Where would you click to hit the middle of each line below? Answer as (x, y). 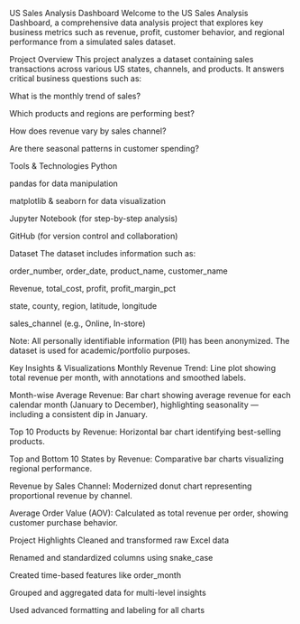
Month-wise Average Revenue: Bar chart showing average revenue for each (150, 395)
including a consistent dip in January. (79, 414)
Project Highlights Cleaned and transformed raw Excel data (119, 540)
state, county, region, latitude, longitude (83, 306)
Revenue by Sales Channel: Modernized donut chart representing (131, 486)
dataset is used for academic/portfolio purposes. (100, 350)
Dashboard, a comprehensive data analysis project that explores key (136, 23)
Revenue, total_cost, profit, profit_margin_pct (93, 289)
